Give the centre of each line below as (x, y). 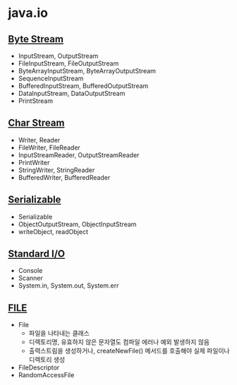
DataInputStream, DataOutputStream (72, 93)
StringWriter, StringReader (56, 170)
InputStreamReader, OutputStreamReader (79, 155)
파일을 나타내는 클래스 (59, 334)
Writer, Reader (39, 140)
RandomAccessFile (46, 375)
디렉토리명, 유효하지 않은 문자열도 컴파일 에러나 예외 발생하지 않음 (119, 342)
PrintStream (36, 101)
